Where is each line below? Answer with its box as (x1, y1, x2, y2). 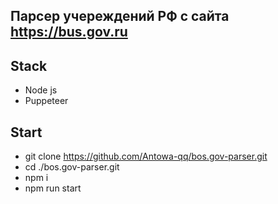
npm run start (24, 182, 82, 194)
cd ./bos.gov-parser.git (24, 161, 120, 173)
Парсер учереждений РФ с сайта (10, 8, 230, 25)
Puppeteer (24, 95, 69, 107)
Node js (24, 84, 58, 96)
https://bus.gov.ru (10, 24, 128, 41)
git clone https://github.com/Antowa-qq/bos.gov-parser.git (24, 150, 268, 163)
